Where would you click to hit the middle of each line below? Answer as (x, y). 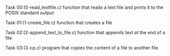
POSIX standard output (30, 13)
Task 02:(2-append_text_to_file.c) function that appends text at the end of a (85, 32)
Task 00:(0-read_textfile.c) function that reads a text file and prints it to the (84, 7)
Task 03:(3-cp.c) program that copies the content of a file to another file (82, 48)
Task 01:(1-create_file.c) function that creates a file (59, 23)
